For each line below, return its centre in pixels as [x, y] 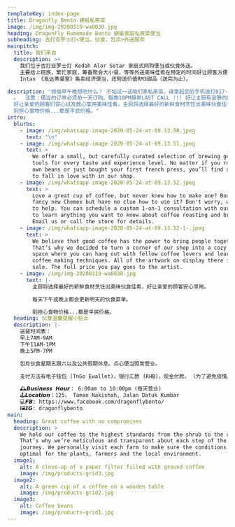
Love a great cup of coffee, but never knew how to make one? [125, 196]
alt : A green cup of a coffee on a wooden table [92, 486]
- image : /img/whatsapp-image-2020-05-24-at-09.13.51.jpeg [108, 143]
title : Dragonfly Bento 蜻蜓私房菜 [57, 20]
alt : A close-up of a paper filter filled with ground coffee [112, 467]
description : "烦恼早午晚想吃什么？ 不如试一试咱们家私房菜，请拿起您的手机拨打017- [118, 92]
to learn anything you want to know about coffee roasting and [126, 215]
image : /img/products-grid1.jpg [67, 512]
